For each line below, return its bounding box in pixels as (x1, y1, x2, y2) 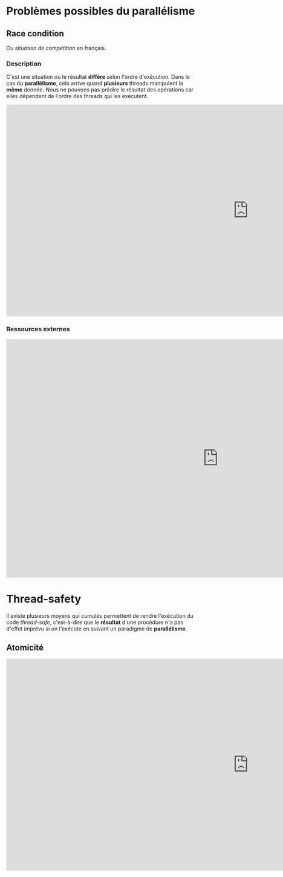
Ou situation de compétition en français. (6, 44, 107, 51)
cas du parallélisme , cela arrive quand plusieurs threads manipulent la (6, 80, 183, 87)
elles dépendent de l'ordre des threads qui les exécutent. (6, 93, 149, 100)
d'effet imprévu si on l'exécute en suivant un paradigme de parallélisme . (6, 625, 187, 632)
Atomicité (6, 642, 44, 652)
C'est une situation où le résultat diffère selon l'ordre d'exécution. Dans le (6, 73, 190, 81)
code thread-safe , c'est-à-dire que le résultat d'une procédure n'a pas (6, 618, 183, 626)
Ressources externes (6, 325, 71, 334)
